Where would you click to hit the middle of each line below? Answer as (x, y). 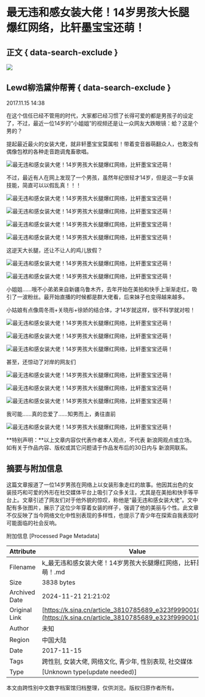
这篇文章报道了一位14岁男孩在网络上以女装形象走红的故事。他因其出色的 (97, 485)
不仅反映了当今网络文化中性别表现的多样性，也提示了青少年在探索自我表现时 (103, 515)
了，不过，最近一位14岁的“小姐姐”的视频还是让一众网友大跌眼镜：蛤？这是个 (103, 123)
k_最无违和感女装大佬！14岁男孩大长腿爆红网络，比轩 (119, 562)
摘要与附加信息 (34, 469)
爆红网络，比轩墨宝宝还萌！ (76, 28)
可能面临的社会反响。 (33, 523)
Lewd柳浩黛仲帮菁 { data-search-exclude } (89, 88)
